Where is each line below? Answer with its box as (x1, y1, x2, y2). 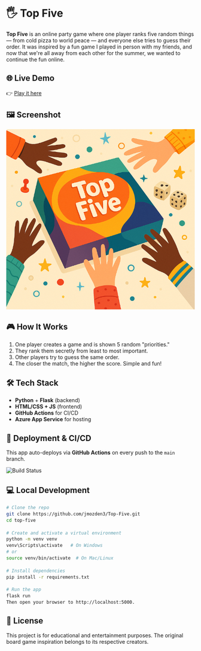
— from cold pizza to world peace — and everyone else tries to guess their (6, 36, 191, 44)
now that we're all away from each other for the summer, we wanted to (6, 49, 181, 56)
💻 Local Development (6, 485, 90, 495)
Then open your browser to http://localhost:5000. (6, 600, 135, 606)
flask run (6, 593, 31, 599)
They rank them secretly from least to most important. (14, 347, 148, 354)
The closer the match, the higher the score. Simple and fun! (14, 360, 162, 367)
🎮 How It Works (6, 322, 68, 332)
